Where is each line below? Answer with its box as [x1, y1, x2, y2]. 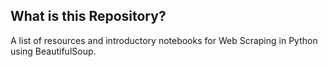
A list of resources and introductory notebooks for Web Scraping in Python [10, 34, 318, 46]
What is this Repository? [10, 8, 167, 25]
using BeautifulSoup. [10, 45, 97, 57]
